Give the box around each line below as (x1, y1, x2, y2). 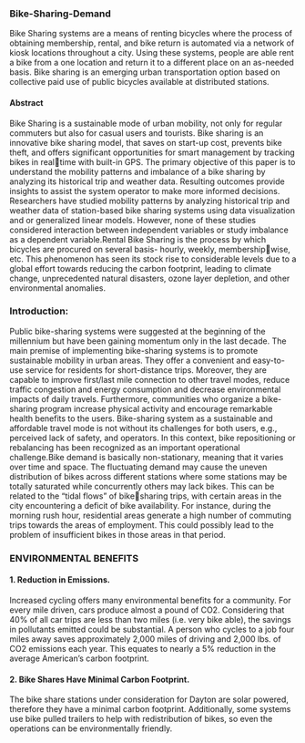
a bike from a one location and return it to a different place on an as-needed (9, 57, 294, 68)
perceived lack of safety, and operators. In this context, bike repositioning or (9, 432, 296, 443)
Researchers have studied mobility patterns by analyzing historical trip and (9, 195, 290, 206)
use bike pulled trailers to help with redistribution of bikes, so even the (9, 714, 273, 725)
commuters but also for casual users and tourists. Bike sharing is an (9, 127, 264, 139)
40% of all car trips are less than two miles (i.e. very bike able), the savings (9, 614, 291, 624)
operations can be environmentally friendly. (9, 723, 173, 734)
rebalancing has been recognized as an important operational (9, 441, 240, 453)
